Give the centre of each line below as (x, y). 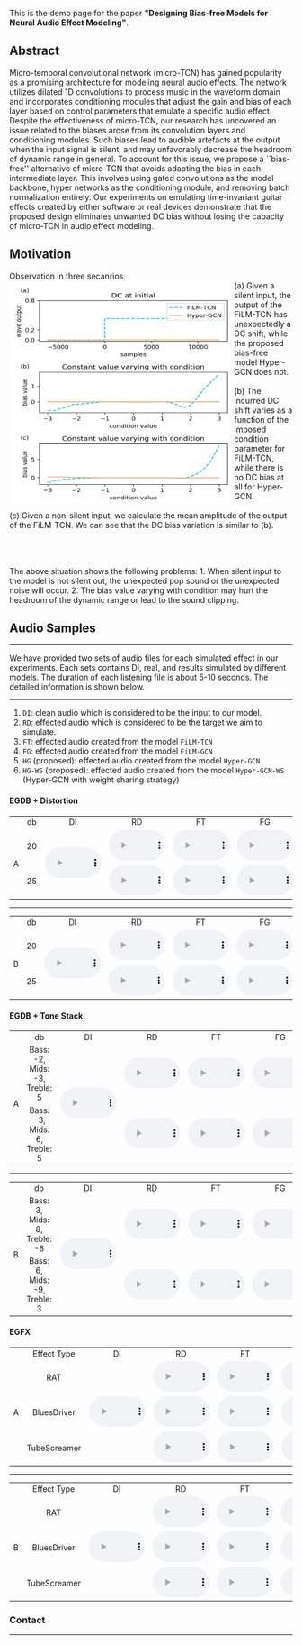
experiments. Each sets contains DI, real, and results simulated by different (148, 668)
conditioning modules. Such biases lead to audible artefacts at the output (145, 140)
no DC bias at (259, 477)
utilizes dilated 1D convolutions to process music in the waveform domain (145, 91)
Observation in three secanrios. (67, 276)
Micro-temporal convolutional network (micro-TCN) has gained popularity (146, 72)
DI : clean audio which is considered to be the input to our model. (142, 713)
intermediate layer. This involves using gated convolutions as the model (142, 178)
